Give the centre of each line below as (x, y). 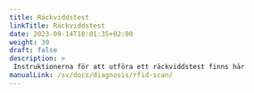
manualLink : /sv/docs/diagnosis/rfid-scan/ (91, 75)
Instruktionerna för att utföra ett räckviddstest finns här (129, 67)
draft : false (33, 50)
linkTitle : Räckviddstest (57, 26)
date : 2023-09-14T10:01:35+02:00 (71, 34)
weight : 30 (29, 42)
